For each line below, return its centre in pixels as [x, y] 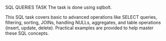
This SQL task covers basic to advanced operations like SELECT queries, [81, 17]
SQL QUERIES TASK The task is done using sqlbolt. [59, 7]
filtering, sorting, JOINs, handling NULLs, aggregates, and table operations [83, 23]
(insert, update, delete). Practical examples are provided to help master [79, 28]
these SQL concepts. [27, 33]
